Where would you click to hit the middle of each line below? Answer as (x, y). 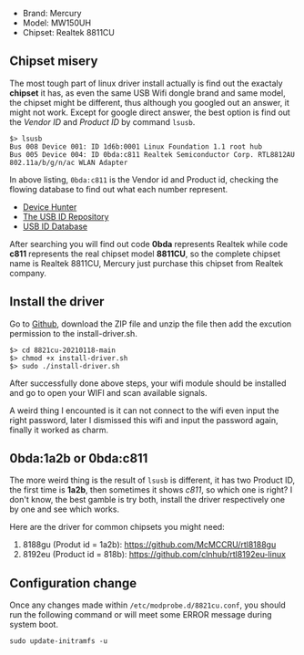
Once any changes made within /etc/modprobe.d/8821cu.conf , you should (148, 605)
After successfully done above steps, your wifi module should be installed (148, 383)
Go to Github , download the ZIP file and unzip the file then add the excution (151, 324)
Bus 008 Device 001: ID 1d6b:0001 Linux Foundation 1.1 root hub (136, 146)
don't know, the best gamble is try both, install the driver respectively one (147, 500)
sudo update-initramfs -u (58, 641)
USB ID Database (55, 226)
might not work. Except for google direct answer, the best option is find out (150, 112)
